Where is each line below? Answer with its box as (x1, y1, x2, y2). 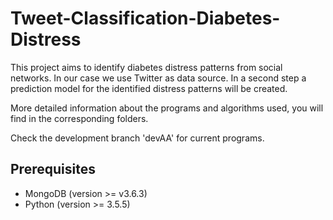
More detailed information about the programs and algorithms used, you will (10, 102, 324, 114)
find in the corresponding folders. (10, 112, 149, 124)
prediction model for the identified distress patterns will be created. (10, 82, 288, 94)
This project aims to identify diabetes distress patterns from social (10, 61, 283, 73)
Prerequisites (10, 161, 96, 178)
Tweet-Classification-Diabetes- (10, 7, 281, 30)
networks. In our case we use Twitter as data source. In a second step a (10, 72, 307, 84)
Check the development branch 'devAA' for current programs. (10, 132, 265, 144)
